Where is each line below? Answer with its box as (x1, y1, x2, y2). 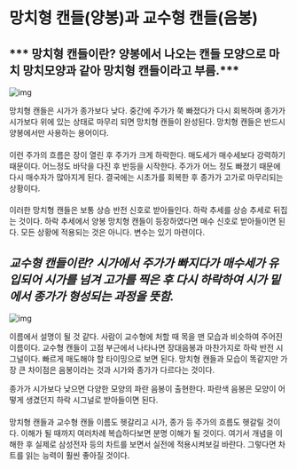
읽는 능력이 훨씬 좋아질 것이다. (25, 449, 130, 460)
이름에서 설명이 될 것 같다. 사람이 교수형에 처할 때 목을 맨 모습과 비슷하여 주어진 (9, 331, 284, 342)
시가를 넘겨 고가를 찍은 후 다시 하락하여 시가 (43, 272, 268, 287)
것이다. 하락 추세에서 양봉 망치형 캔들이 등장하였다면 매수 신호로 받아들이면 (18, 216, 277, 227)
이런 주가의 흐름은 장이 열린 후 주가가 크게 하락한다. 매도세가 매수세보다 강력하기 (9, 149, 286, 160)
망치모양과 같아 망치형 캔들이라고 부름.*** (22, 63, 239, 78)
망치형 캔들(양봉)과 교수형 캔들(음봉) (9, 8, 259, 28)
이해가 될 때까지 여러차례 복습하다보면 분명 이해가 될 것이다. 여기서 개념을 (20, 427, 274, 438)
